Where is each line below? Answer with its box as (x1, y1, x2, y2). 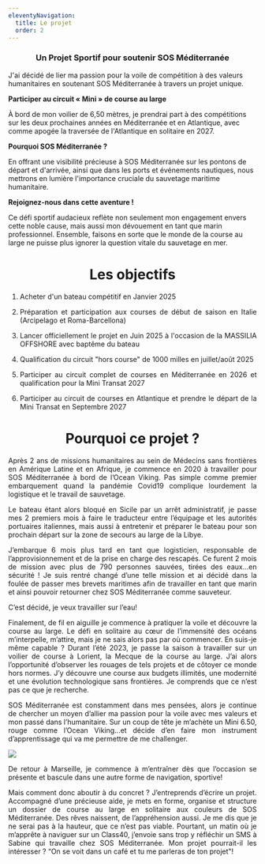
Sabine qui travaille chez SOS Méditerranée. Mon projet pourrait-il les (8, 838, 257, 847)
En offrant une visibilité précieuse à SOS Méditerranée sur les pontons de (8, 157, 247, 166)
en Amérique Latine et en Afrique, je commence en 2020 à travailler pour (8, 464, 257, 474)
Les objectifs (89, 266, 176, 283)
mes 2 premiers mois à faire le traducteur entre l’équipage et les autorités (8, 513, 257, 523)
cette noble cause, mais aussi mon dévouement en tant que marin (8, 221, 222, 230)
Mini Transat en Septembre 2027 (19, 402, 127, 411)
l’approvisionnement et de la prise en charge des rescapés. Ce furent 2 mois (8, 553, 257, 563)
